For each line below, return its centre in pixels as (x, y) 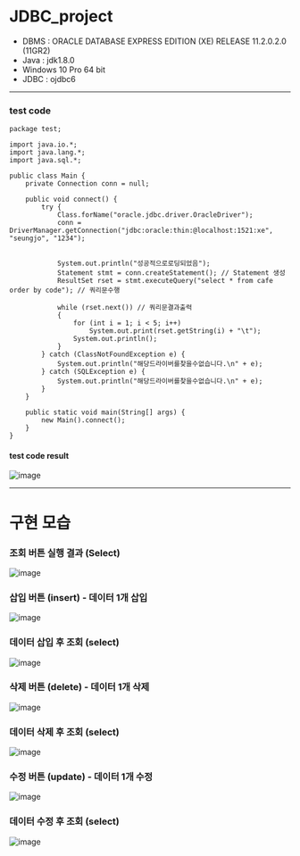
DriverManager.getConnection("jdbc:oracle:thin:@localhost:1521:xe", (142, 231)
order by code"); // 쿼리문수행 (65, 291)
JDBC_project (61, 17)
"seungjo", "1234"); (48, 238)
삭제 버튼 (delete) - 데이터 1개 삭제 (79, 687)
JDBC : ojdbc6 (49, 79)
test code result (39, 455)
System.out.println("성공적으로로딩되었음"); (133, 264)
